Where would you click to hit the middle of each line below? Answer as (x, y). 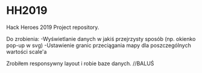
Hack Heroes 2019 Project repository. (53, 27)
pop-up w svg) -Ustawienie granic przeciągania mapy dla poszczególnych (99, 45)
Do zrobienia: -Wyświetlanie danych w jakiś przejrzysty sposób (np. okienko (101, 39)
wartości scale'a (27, 51)
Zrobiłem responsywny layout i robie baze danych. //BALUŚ (80, 63)
